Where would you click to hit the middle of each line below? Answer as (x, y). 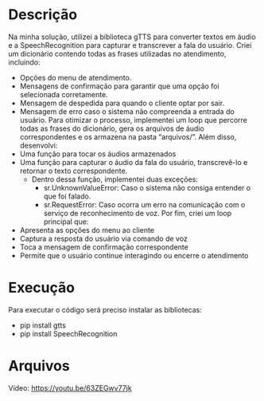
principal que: (66, 222)
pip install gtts (43, 325)
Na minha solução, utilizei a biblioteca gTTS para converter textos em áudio (132, 37)
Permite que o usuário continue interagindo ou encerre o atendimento (134, 255)
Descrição (43, 15)
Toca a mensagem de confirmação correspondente (104, 247)
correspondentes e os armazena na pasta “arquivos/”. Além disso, (128, 136)
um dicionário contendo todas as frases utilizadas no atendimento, (117, 53)
